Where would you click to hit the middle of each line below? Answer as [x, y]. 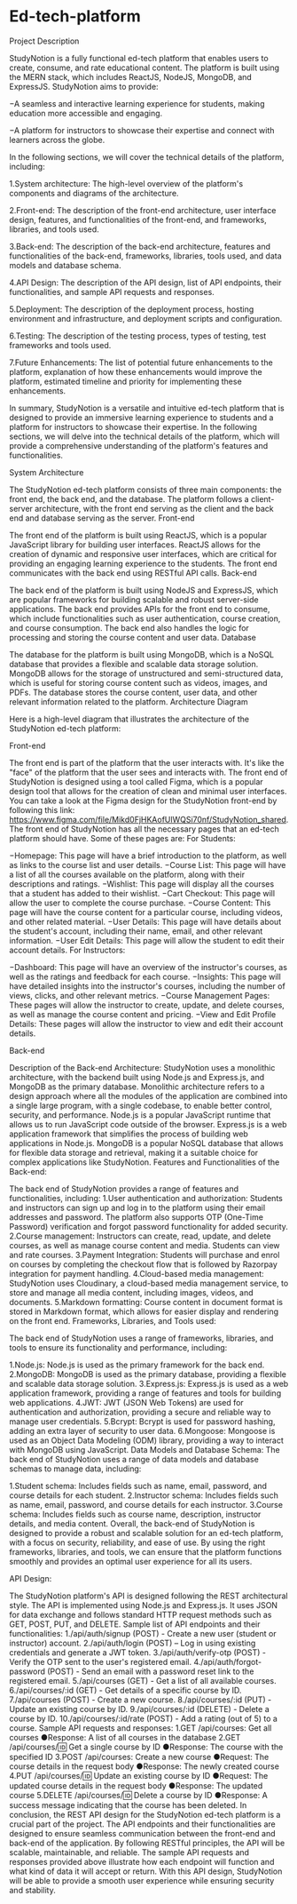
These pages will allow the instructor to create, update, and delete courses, [147, 1005]
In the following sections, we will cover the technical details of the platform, [147, 156]
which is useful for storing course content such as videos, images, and [138, 682]
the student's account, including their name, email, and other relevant [136, 931]
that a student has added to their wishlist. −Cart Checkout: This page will [142, 893]
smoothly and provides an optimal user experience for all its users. [131, 1561]
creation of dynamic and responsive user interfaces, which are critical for [143, 554]
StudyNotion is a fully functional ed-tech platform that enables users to [139, 58]
